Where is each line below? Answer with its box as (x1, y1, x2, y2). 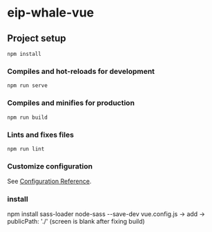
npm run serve (7, 82, 48, 89)
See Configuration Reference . (7, 177, 92, 186)
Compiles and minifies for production (7, 98, 135, 108)
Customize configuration (7, 161, 93, 171)
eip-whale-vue (7, 5, 95, 21)
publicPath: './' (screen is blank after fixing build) (7, 217, 145, 226)
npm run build (7, 114, 48, 121)
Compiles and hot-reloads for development (7, 66, 155, 76)
